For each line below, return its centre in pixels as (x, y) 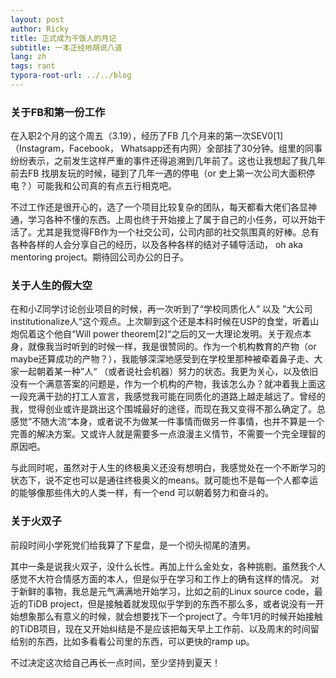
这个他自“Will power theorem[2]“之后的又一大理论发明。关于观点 (169, 334)
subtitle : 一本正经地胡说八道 (66, 47)
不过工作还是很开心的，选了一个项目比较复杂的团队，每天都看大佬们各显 (159, 207)
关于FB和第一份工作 (58, 112)
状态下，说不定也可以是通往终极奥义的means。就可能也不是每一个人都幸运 (164, 480)
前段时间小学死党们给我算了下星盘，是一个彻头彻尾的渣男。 (133, 545)
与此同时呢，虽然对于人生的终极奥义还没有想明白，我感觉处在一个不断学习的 (168, 468)
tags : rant (33, 66)
